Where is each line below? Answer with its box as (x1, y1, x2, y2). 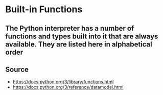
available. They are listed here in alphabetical (5, 40, 152, 49)
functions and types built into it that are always (5, 32, 158, 40)
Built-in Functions (5, 4, 83, 15)
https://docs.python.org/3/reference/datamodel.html (12, 84, 124, 90)
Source (5, 65, 29, 74)
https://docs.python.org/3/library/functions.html (12, 79, 114, 85)
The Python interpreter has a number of (5, 24, 134, 33)
